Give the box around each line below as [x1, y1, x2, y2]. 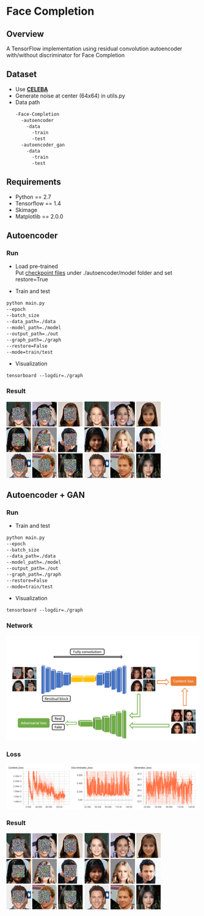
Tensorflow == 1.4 [15, 199, 61, 207]
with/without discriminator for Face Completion [6, 52, 125, 59]
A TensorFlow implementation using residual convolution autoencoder [6, 45, 183, 52]
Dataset [6, 69, 37, 80]
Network [6, 621, 33, 630]
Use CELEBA [15, 85, 48, 93]
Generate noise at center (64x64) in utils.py [15, 92, 125, 99]
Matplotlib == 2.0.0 [15, 213, 64, 220]
